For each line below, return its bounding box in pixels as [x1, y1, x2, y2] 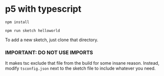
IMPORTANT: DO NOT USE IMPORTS [5, 49, 94, 56]
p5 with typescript [5, 3, 82, 15]
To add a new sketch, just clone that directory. [5, 37, 98, 43]
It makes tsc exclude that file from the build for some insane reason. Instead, [5, 60, 160, 66]
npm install [5, 20, 29, 25]
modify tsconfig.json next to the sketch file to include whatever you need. [5, 65, 156, 72]
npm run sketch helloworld [5, 28, 60, 33]
